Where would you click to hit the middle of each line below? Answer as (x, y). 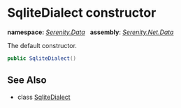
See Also (27, 80)
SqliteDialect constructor (82, 13)
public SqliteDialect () (42, 58)
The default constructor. (42, 45)
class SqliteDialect (44, 97)
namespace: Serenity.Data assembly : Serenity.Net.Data (90, 32)
